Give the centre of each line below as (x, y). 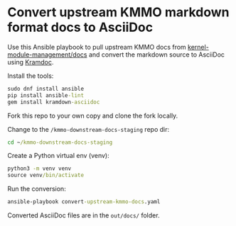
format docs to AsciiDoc (80, 27)
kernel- (198, 47)
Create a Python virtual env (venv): (59, 156)
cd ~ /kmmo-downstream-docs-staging (60, 142)
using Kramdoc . (31, 62)
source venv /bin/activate (45, 175)
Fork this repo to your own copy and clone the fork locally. (93, 115)
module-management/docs (47, 55)
